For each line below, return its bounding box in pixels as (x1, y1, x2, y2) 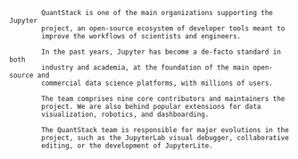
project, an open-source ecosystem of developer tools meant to (41, 24, 286, 33)
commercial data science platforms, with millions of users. (41, 79, 274, 88)
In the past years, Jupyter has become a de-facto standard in (41, 47, 281, 56)
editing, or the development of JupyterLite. (41, 141, 214, 150)
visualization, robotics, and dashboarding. (41, 110, 210, 119)
